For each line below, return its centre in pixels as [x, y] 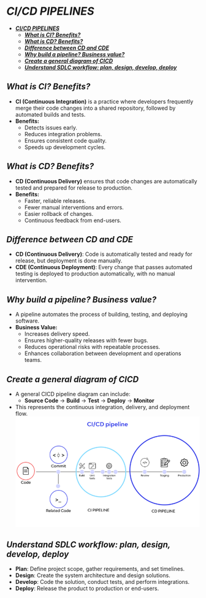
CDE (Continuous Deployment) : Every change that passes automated [104, 267]
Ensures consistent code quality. [66, 140]
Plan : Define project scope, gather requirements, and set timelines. [100, 569]
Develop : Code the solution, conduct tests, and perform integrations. [102, 581]
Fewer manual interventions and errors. [74, 207]
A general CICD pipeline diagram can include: [73, 394]
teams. [33, 360]
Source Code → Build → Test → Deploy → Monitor [89, 401]
